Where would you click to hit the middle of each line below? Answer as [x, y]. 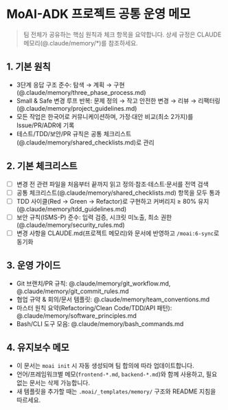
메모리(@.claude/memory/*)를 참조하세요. [80, 43]
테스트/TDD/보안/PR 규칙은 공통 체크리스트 [74, 133]
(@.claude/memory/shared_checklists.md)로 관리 [85, 142]
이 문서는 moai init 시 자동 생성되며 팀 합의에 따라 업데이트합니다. [105, 365]
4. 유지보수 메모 [38, 348]
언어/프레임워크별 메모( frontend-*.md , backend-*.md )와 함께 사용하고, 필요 [117, 374]
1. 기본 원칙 [28, 67]
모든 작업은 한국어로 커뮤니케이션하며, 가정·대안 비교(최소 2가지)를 [105, 116]
